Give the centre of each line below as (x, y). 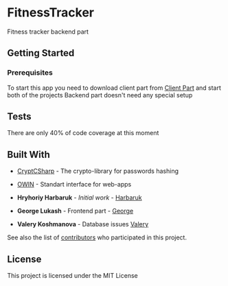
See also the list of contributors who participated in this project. (97, 237)
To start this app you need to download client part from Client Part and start (114, 88)
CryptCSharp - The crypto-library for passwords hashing (98, 171)
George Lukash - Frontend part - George (75, 211)
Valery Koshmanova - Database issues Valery (83, 224)
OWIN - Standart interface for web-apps (74, 184)
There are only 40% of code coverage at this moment (83, 133)
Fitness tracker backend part (48, 32)
